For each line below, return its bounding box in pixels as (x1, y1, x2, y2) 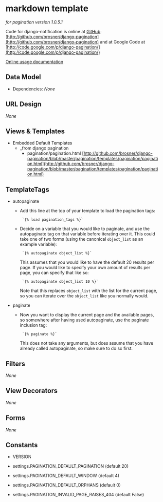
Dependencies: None (12, 86, 55, 92)
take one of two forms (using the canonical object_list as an (19, 236, 144, 242)
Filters (5, 359, 26, 368)
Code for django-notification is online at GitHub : (5, 28, 102, 34)
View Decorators (5, 387, 58, 395)
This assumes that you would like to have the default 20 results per (19, 259, 155, 265)
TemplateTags (5, 185, 50, 193)
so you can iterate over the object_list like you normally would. (19, 293, 149, 299)
